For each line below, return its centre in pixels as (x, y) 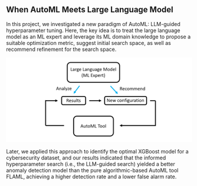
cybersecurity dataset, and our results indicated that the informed (86, 158)
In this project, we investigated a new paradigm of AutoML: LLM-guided (93, 24)
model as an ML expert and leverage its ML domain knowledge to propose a (98, 36)
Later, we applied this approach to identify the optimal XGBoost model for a (97, 152)
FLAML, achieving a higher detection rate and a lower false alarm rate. (91, 177)
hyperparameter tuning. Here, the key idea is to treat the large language (93, 30)
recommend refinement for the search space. (61, 49)
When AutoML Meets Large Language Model (90, 10)
